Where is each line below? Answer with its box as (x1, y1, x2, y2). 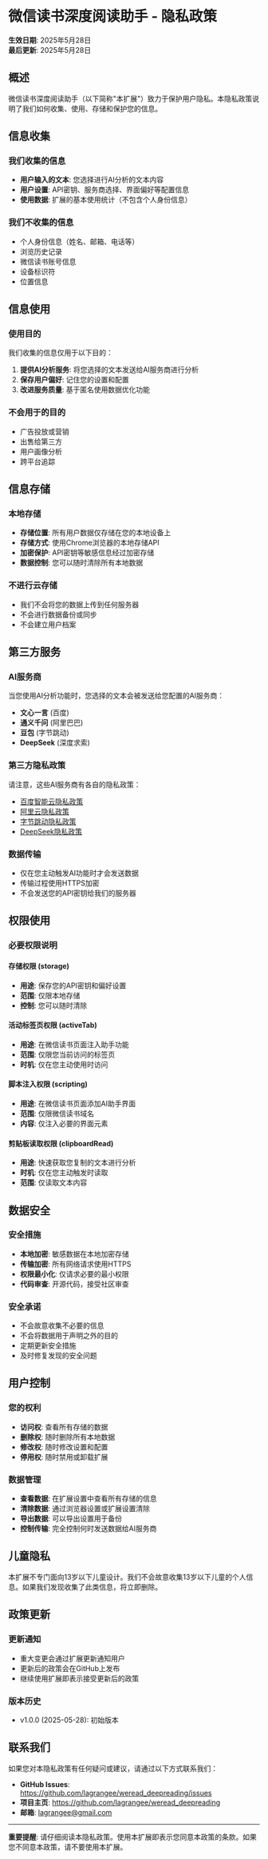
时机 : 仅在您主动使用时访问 (19, 1059, 108, 1069)
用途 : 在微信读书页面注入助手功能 (19, 1039, 129, 1049)
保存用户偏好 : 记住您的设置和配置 (19, 375, 129, 385)
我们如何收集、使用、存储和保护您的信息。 (22, 103, 162, 113)
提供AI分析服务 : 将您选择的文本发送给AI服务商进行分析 (19, 365, 199, 374)
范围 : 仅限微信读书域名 (19, 1109, 94, 1118)
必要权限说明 (8, 940, 58, 951)
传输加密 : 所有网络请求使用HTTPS (19, 1259, 132, 1269)
